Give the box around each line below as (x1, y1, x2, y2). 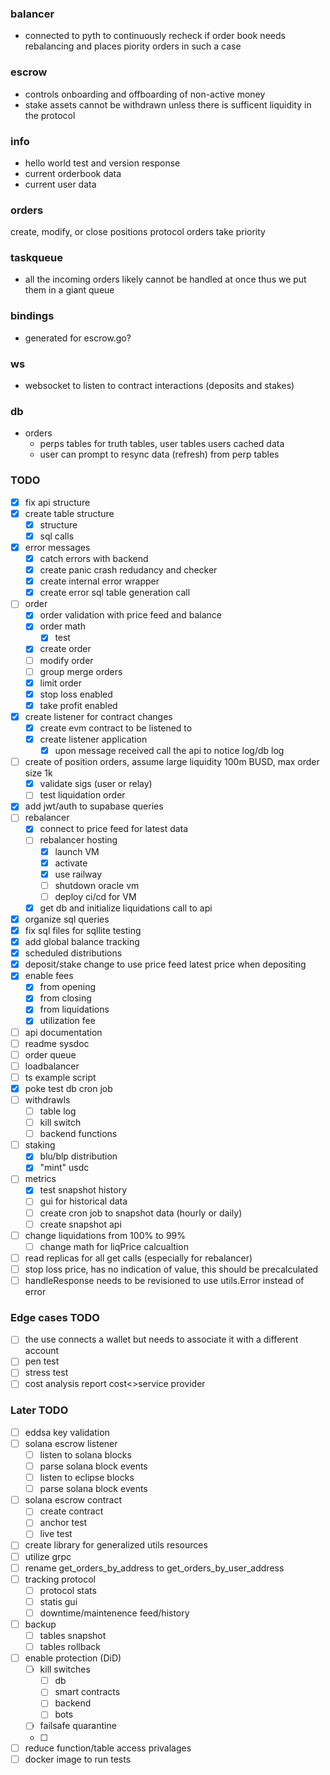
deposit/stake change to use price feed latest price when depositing (24, 958, 307, 971)
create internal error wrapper (39, 575, 160, 587)
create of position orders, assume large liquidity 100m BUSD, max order (24, 756, 320, 768)
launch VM (54, 845, 100, 857)
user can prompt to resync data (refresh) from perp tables (39, 448, 280, 461)
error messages (24, 541, 91, 553)
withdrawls (24, 1093, 71, 1106)
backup (24, 1618, 57, 1630)
